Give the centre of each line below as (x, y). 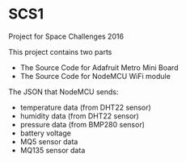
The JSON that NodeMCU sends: (63, 91)
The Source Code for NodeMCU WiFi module (95, 76)
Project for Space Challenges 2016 (66, 36)
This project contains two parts (60, 52)
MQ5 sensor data (49, 141)
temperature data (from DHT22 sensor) (85, 107)
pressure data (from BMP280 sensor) (82, 124)
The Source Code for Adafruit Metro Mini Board (99, 67)
